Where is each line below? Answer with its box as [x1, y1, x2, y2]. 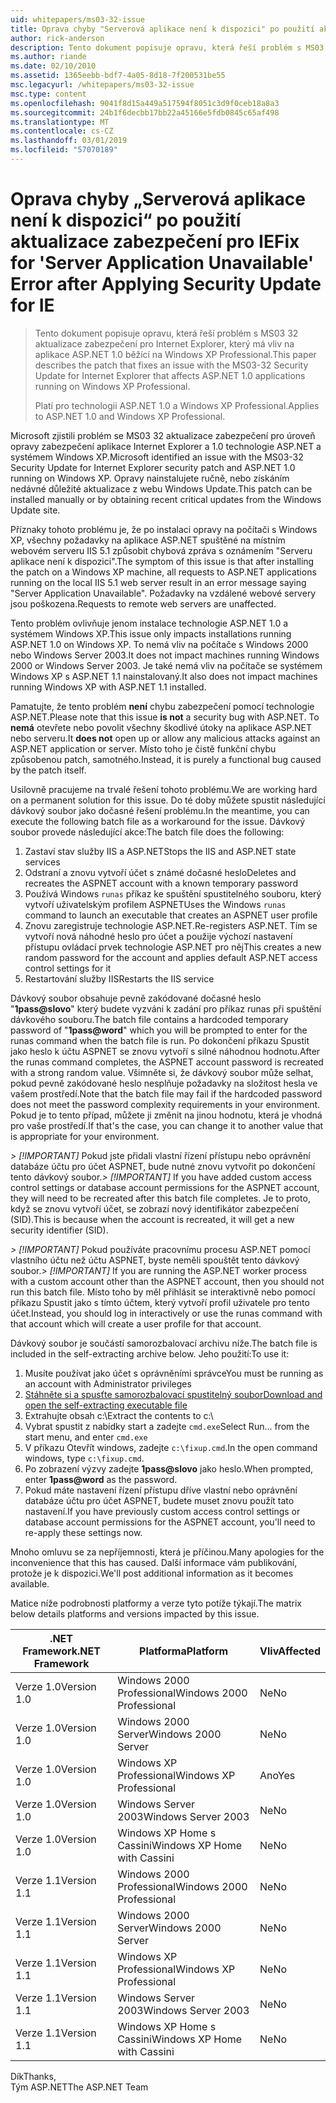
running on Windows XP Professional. [34, 380, 191, 392]
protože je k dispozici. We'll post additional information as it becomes [10, 1567, 294, 1579]
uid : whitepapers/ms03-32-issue [10, 14, 145, 25]
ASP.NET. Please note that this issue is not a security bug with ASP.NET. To [10, 711, 320, 723]
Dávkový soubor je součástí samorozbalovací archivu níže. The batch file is [10, 1337, 318, 1349]
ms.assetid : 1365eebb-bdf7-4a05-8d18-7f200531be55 [10, 71, 226, 81]
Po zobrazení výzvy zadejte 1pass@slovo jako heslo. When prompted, [24, 1462, 314, 1475]
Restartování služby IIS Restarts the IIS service [24, 972, 215, 985]
